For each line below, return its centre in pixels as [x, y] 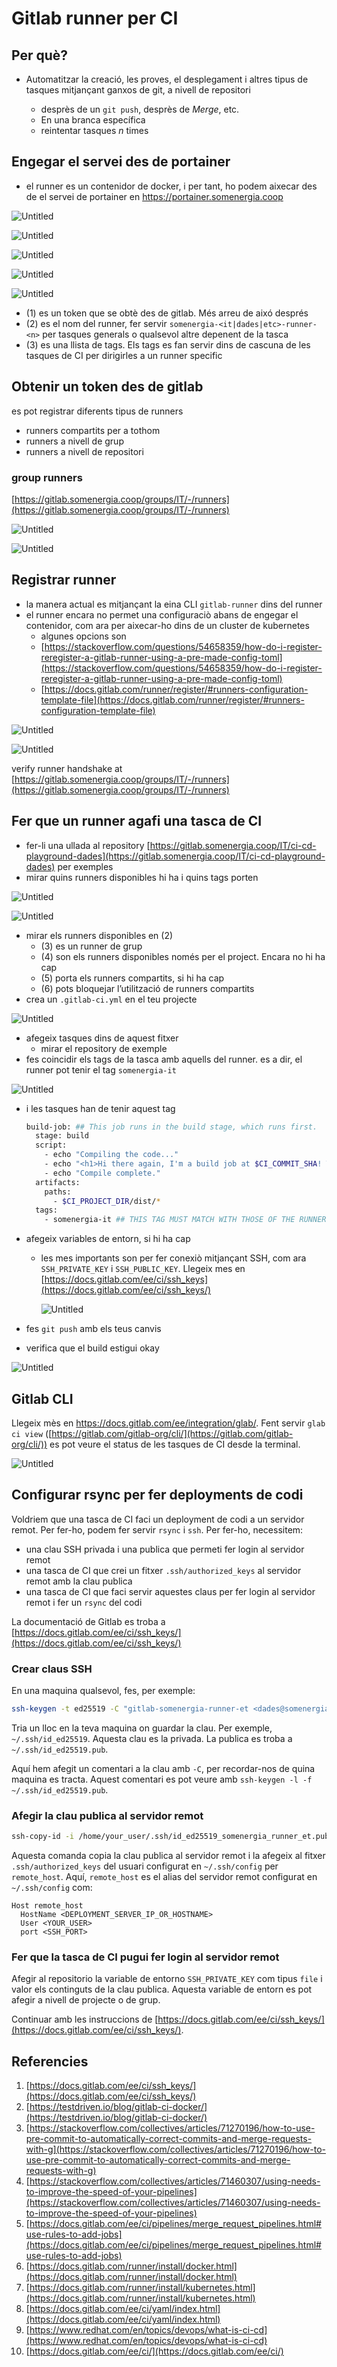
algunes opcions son [83, 636]
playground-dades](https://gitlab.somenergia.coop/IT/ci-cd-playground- [175, 856]
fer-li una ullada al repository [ [88, 845]
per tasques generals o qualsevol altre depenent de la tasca [165, 334]
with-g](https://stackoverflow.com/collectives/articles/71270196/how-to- [175, 2149]
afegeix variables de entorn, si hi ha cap [108, 1239]
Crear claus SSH [52, 1669]
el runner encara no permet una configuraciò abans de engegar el [162, 614]
